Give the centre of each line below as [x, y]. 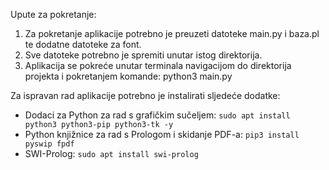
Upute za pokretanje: [53, 14]
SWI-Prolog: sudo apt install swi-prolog [111, 153]
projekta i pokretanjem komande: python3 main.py [128, 76]
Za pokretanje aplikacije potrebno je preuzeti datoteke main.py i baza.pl [172, 33]
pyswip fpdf [49, 144]
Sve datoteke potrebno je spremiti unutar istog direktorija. [143, 55]
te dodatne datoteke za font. [83, 44]
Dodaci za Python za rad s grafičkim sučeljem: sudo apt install [157, 115]
